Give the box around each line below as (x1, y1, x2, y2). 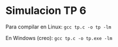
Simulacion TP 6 (5, 4, 86, 17)
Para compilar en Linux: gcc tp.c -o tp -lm (5, 23, 112, 30)
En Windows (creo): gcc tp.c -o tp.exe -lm (5, 34, 113, 41)
